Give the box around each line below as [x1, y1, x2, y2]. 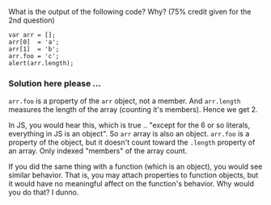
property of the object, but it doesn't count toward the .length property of [8, 137, 256, 148]
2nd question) [8, 15, 55, 25]
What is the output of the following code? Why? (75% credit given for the [8, 7, 252, 16]
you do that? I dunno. [8, 187, 79, 197]
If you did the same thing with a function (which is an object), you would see [8, 161, 263, 172]
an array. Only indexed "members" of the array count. [8, 146, 188, 156]
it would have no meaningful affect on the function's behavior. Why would [8, 179, 255, 189]
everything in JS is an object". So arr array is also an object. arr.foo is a [8, 129, 250, 139]
